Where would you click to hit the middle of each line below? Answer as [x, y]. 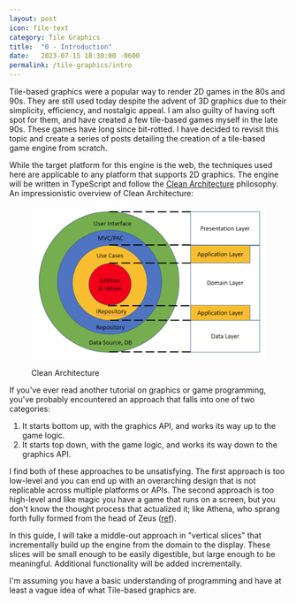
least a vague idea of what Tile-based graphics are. [103, 590]
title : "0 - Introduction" [61, 47]
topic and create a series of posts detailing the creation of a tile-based [137, 138]
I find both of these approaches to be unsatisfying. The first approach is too [147, 471]
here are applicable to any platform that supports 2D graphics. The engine [144, 174]
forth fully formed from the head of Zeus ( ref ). [93, 518]
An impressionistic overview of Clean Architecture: [102, 193]
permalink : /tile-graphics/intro [71, 65]
